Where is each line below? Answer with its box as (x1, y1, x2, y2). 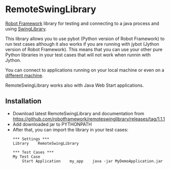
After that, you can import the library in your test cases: (12, 126, 128, 132)
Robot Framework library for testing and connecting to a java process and (5, 20, 159, 26)
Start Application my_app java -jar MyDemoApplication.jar (22, 158, 163, 163)
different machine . (5, 72, 44, 78)
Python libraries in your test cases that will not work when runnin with (5, 52, 151, 58)
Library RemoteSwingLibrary (12, 141, 79, 146)
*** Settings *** (12, 136, 50, 142)
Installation (5, 97, 42, 106)
